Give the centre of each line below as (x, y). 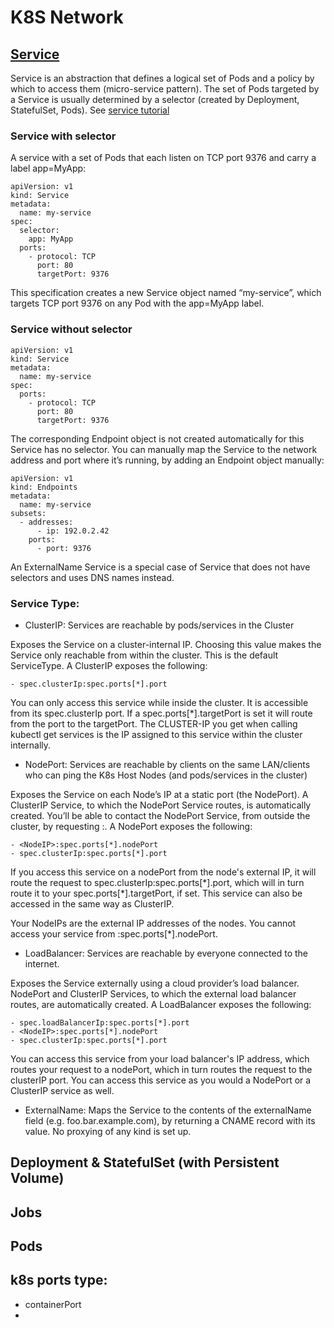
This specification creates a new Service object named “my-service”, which (166, 293)
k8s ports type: (59, 1280)
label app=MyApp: (48, 168)
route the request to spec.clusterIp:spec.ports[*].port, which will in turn (157, 882)
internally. (31, 745)
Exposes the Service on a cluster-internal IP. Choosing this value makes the (166, 644)
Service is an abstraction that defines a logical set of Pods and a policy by (162, 78)
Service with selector (63, 136)
